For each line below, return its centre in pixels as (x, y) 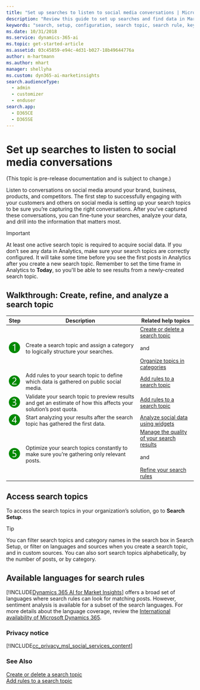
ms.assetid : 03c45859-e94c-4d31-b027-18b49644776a (70, 51)
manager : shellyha (29, 69)
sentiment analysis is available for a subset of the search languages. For (95, 605)
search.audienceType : (33, 82)
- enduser (24, 101)
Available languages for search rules (75, 578)
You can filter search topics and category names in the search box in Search (100, 540)
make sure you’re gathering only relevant (76, 454)
